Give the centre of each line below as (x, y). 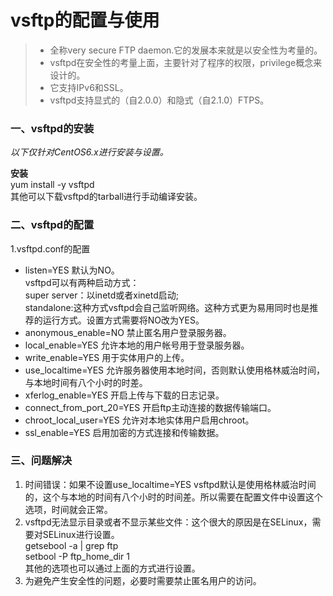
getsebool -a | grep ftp (71, 545)
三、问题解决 (41, 461)
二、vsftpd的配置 (52, 225)
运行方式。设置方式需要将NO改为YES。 (123, 320)
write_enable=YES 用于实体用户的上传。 (107, 357)
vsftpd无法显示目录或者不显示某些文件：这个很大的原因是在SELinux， (168, 522)
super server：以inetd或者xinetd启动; (102, 295)
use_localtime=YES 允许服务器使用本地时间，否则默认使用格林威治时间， (175, 370)
